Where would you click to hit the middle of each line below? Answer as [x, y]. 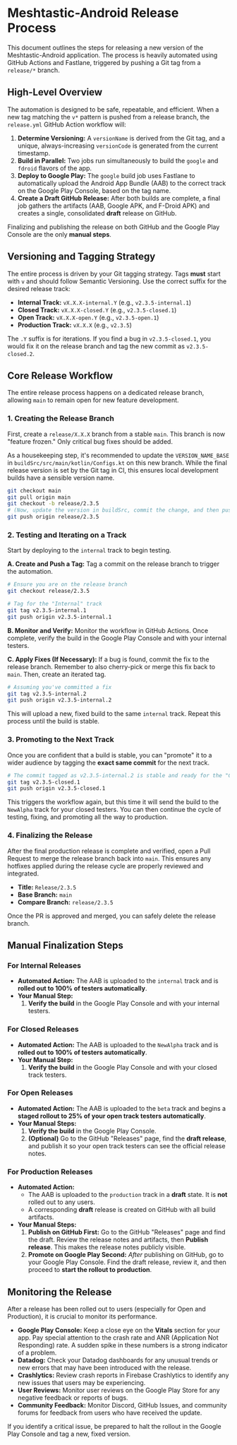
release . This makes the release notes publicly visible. [107, 1247]
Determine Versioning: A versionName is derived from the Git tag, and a [121, 138]
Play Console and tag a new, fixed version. [69, 1434]
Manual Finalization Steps [65, 945]
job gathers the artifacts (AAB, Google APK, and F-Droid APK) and [114, 206]
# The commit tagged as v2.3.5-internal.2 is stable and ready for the [115, 775]
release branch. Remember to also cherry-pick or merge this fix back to [111, 666]
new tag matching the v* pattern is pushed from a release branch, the [109, 117]
